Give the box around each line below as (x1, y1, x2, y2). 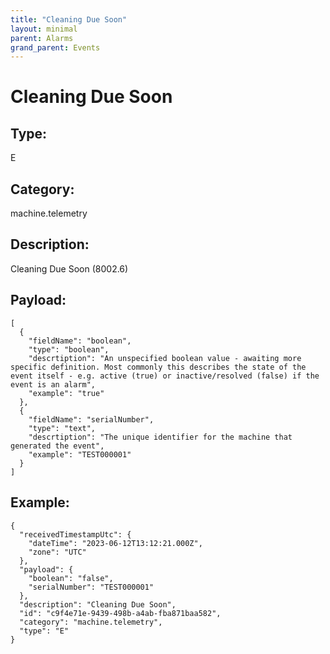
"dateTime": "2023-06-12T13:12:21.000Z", (28, 538, 203, 548)
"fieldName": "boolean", (28, 336, 132, 346)
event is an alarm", (10, 379, 97, 390)
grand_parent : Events (10, 42, 101, 53)
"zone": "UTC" (28, 547, 87, 557)
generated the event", (10, 441, 105, 451)
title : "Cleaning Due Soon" (10, 14, 128, 25)
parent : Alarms (10, 33, 74, 43)
